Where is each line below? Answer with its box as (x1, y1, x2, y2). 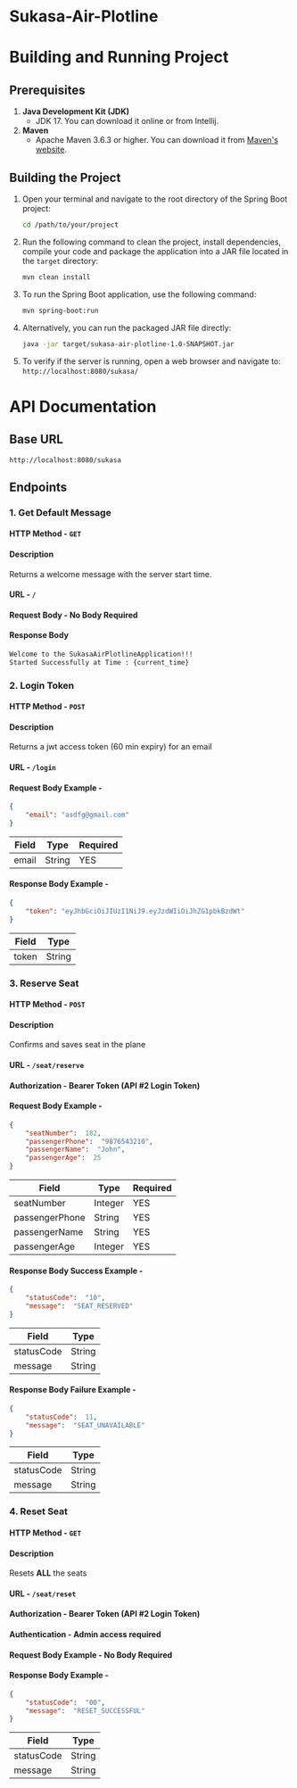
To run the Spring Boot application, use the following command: (21, 288, 257, 300)
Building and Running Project (9, 47, 229, 68)
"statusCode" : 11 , (25, 1412, 98, 1421)
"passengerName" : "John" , (25, 1145, 126, 1155)
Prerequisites (9, 82, 86, 97)
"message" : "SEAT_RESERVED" (25, 1302, 134, 1311)
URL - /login (9, 762, 56, 773)
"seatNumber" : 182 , (25, 1129, 102, 1138)
